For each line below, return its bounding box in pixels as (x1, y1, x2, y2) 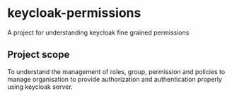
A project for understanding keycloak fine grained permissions (7, 28, 190, 37)
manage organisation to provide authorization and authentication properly (7, 75, 223, 83)
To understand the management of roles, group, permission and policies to (7, 67, 226, 75)
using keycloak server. (7, 82, 73, 91)
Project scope (7, 49, 70, 61)
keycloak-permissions (7, 5, 141, 21)
